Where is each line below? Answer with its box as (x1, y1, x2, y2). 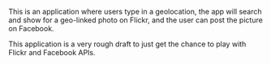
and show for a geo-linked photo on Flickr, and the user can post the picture (8, 15, 264, 25)
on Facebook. (8, 24, 54, 33)
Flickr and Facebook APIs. (8, 48, 96, 57)
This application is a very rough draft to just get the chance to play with (8, 39, 247, 49)
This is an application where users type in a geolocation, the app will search (8, 7, 262, 16)
